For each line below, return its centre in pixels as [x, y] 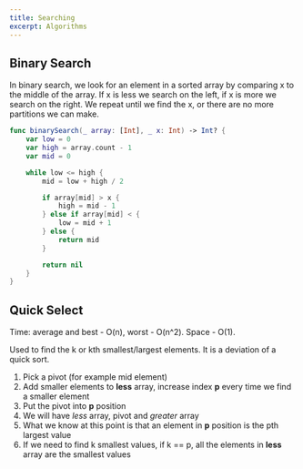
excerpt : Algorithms [49, 26]
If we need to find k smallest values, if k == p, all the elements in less [152, 445]
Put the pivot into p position [74, 406]
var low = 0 [48, 139]
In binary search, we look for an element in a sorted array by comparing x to [151, 85]
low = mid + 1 [85, 223]
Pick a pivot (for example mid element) [95, 377]
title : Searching [42, 18]
